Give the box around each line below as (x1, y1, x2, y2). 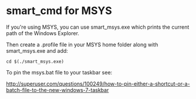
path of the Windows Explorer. (6, 29, 79, 36)
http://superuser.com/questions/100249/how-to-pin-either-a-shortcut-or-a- (6, 80, 190, 87)
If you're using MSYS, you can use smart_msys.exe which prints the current (6, 23, 190, 30)
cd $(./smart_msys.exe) (6, 59, 65, 64)
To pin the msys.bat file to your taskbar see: (6, 69, 113, 76)
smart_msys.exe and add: (6, 47, 69, 54)
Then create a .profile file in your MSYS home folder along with (6, 41, 158, 48)
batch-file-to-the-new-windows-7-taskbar (6, 86, 109, 93)
